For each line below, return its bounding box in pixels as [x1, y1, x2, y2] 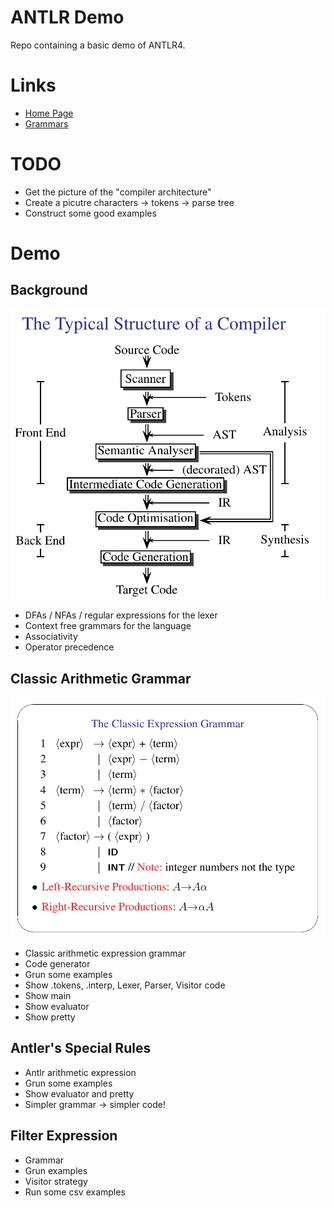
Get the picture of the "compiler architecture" [24, 186, 212, 198]
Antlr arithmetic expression [24, 1066, 137, 1078]
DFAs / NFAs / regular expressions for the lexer [24, 609, 218, 621]
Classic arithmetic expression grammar [24, 947, 187, 959]
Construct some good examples [24, 207, 157, 219]
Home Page [24, 107, 74, 119]
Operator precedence [24, 641, 115, 653]
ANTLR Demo [10, 6, 125, 29]
